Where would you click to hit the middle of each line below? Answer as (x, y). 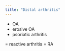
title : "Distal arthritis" (33, 10)
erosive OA (23, 29)
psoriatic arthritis (30, 34)
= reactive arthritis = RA (29, 44)
